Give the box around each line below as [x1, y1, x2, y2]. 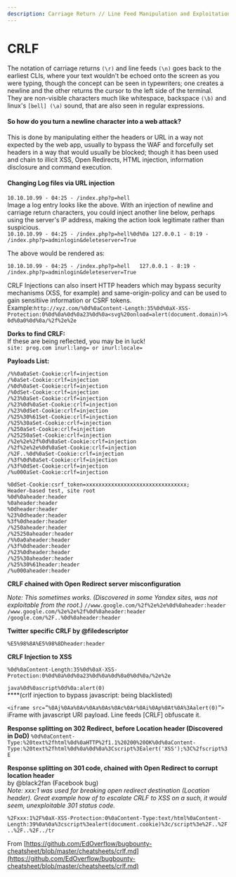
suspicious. [7, 223, 41, 231]
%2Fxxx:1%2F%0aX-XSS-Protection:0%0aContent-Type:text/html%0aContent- [7, 814, 221, 821]
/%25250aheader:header [7, 530, 74, 537]
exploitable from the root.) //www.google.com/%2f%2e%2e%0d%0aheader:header [7, 601, 226, 609]
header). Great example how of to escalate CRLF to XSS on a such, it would [7, 793, 227, 802]
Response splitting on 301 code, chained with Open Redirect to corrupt [7, 764, 218, 772]
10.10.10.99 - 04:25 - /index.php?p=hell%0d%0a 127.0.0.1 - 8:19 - [7, 230, 209, 238]
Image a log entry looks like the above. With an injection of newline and [7, 200, 214, 209]
